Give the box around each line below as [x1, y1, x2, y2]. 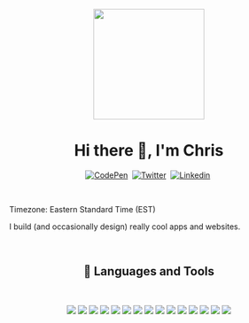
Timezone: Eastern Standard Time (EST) [9, 204, 157, 214]
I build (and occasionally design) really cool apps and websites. [9, 221, 241, 232]
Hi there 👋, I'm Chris [74, 141, 224, 161]
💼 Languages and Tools [82, 264, 214, 279]
